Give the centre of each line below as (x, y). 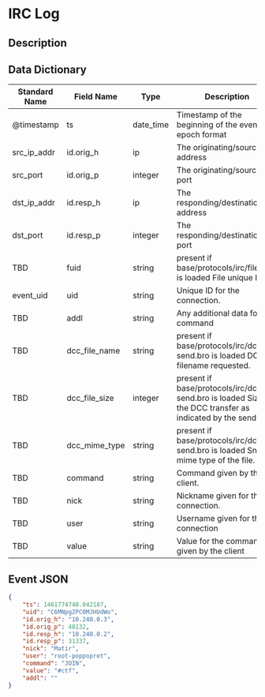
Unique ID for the (208, 290)
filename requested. (213, 365)
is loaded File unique (215, 278)
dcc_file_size (90, 398)
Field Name (96, 97)
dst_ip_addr (34, 203)
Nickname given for (213, 496)
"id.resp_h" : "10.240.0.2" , (68, 634)
